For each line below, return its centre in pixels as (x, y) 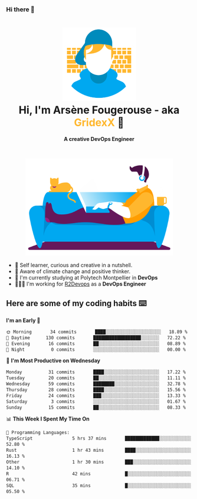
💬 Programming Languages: (38, 433)
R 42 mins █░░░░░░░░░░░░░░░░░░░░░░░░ (99, 474)
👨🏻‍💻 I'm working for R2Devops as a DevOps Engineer (80, 284)
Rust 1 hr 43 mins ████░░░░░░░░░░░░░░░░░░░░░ (99, 451)
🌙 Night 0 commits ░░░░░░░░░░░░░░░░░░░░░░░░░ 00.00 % (96, 350)
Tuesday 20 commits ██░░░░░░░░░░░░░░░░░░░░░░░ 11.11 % (96, 378)
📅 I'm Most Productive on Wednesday (53, 361)
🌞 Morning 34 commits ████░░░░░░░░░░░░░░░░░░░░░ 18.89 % (97, 332)
